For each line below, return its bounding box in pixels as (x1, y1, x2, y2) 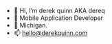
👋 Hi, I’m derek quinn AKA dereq (13, 7, 105, 14)
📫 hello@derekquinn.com (13, 29, 88, 37)
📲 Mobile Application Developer (13, 14, 104, 22)
